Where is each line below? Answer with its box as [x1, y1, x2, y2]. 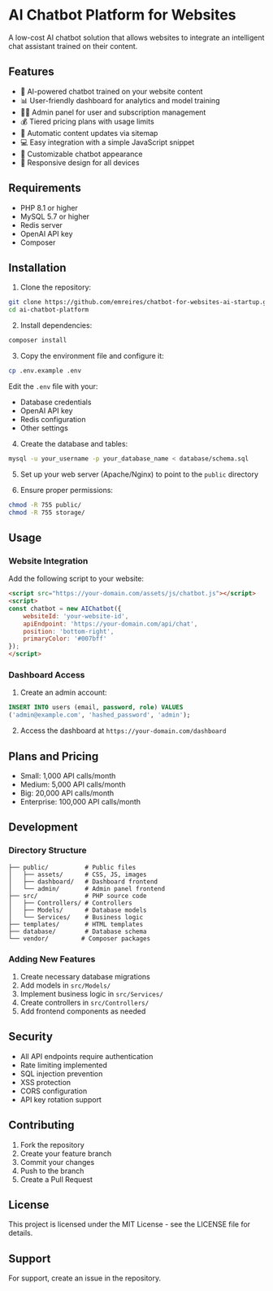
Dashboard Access [8, 669, 85, 680]
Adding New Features [8, 953, 96, 965]
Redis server [19, 220, 63, 229]
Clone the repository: [19, 282, 92, 292]
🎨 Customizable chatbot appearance [19, 149, 143, 159]
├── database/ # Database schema [8, 927, 148, 936]
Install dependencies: [19, 321, 93, 330]
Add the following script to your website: [8, 574, 145, 583]
